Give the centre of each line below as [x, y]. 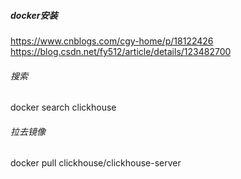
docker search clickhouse [63, 107]
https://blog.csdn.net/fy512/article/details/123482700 [121, 51]
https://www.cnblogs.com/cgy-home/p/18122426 [112, 41]
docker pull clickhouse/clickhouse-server [96, 163]
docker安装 [34, 15]
